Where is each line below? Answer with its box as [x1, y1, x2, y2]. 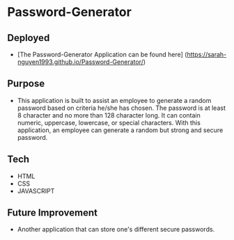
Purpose [7, 78, 45, 90]
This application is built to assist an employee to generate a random [17, 96, 212, 104]
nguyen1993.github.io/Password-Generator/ [17, 58, 144, 66]
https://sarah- [187, 50, 227, 58]
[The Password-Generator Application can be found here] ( [17, 50, 187, 58]
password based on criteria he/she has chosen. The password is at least [17, 104, 226, 112]
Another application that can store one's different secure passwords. [17, 225, 215, 234]
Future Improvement [7, 207, 97, 219]
